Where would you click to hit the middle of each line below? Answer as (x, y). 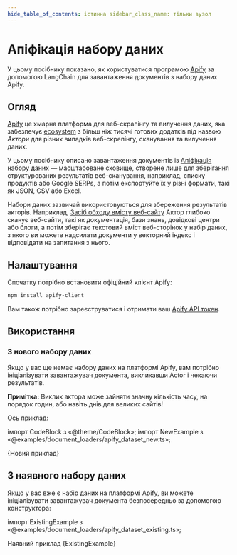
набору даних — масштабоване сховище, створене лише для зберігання (118, 168)
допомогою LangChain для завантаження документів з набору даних (112, 76)
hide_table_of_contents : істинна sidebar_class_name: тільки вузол (110, 14)
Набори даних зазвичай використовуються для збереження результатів (117, 205)
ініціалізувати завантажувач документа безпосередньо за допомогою (115, 500)
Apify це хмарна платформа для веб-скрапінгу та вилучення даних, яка (116, 124)
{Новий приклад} (33, 453)
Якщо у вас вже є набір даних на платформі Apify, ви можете (100, 493)
